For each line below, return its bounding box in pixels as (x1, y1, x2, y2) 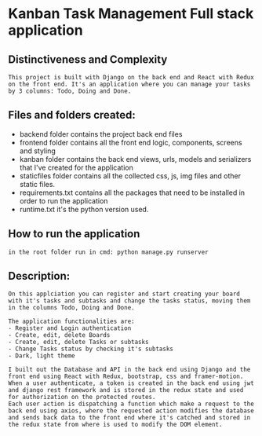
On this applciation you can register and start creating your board (8, 290, 241, 299)
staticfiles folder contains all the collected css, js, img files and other (19, 170, 242, 181)
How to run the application (8, 227, 140, 240)
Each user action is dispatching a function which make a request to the (8, 400, 255, 409)
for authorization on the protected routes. (8, 394, 156, 401)
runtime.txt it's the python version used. (19, 204, 149, 214)
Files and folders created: (8, 108, 136, 122)
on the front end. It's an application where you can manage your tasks (8, 80, 251, 88)
